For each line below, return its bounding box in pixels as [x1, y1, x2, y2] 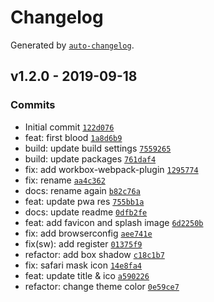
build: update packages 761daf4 [24, 152, 157, 165]
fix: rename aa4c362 [24, 174, 106, 186]
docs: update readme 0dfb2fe [24, 206, 148, 218]
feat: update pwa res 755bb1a [24, 195, 145, 207]
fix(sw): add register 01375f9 [24, 237, 143, 250]
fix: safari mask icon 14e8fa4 [24, 259, 143, 271]
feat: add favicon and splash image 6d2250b [24, 216, 204, 228]
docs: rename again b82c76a [24, 184, 141, 196]
